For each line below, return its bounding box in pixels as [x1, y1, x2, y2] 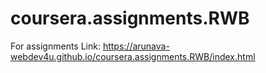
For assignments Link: [10, 40, 101, 52]
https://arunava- [102, 40, 170, 52]
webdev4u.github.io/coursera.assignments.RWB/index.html [10, 50, 256, 62]
